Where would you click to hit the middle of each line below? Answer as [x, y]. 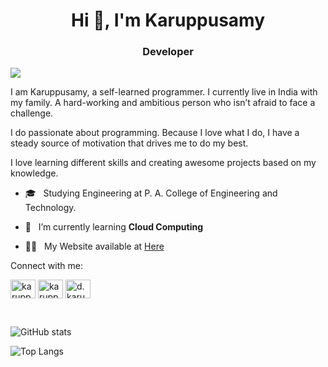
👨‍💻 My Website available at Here [94, 246]
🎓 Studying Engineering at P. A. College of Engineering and [151, 193]
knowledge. [34, 173]
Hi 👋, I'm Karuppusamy [168, 20]
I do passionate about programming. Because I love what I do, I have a [155, 133]
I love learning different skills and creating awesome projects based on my [163, 163]
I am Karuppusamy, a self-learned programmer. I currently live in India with [164, 92]
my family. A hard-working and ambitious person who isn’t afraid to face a [163, 103]
